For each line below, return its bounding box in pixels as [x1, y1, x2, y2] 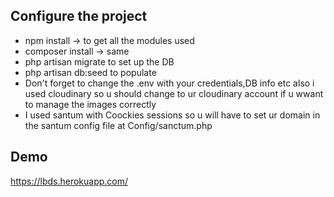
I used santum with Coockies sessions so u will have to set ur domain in [24, 109, 321, 121]
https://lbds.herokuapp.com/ [10, 175, 129, 187]
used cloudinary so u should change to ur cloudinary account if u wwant [24, 87, 324, 99]
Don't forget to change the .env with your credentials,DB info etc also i [24, 77, 315, 89]
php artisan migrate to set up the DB [24, 55, 175, 68]
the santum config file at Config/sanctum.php [24, 119, 213, 131]
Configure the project [10, 8, 148, 25]
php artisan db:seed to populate [24, 66, 157, 78]
